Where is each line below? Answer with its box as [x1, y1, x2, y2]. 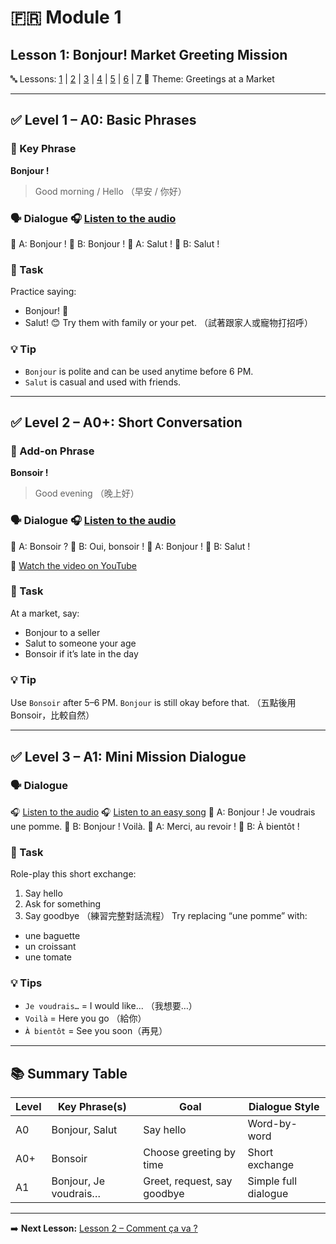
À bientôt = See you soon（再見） [24, 1025, 168, 1037]
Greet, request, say [143, 1174, 233, 1188]
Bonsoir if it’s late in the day [24, 647, 139, 660]
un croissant [24, 941, 77, 953]
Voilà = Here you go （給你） [24, 1012, 147, 1025]
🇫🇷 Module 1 [10, 6, 122, 29]
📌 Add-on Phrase [10, 444, 95, 458]
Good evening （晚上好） [34, 487, 140, 500]
